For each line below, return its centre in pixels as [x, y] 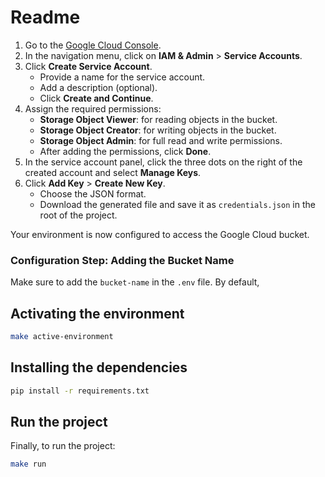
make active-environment [62, 337]
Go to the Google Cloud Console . [93, 45]
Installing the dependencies [99, 367]
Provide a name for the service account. [122, 77]
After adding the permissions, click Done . [125, 151]
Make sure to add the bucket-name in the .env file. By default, [135, 282]
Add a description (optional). [98, 87]
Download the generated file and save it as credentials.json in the [177, 204]
